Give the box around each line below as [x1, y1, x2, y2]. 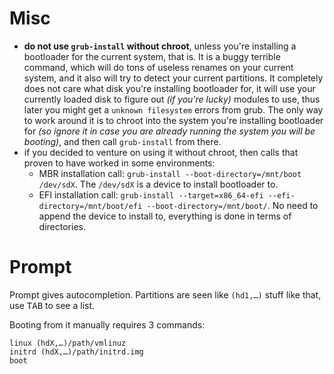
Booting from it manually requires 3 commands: [9, 318, 206, 331]
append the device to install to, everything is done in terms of [38, 210, 292, 222]
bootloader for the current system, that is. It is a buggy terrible [23, 50, 281, 62]
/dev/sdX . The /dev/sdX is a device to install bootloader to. [38, 178, 279, 190]
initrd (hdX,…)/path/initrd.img [9, 347, 144, 357]
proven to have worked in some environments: [23, 157, 216, 169]
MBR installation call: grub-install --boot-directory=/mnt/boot [38, 167, 302, 179]
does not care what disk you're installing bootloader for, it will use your [23, 82, 316, 94]
